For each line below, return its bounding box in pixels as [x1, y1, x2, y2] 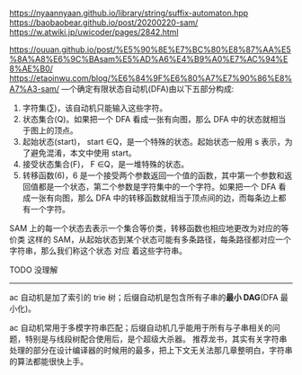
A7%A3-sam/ [9, 84, 60, 94]
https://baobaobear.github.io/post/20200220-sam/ [9, 17, 199, 28]
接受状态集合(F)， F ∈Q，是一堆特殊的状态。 [22, 159, 190, 169]
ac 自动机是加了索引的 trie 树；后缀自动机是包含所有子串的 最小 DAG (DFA [9, 292, 279, 302]
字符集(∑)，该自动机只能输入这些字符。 [22, 103, 168, 113]
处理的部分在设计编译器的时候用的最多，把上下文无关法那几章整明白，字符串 [9, 345, 293, 355]
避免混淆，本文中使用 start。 [30, 147, 137, 158]
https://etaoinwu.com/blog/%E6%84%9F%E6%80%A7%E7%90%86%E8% [9, 73, 293, 84]
